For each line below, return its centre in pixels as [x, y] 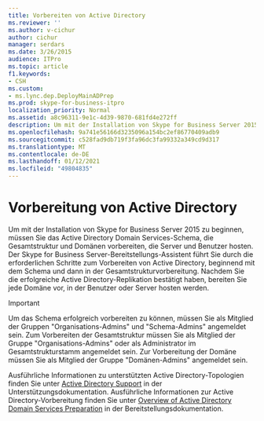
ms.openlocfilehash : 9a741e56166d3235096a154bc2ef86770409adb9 [114, 132]
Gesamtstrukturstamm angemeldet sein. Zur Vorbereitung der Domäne [123, 351]
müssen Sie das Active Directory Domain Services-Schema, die [111, 237]
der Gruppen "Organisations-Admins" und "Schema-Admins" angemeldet [127, 326]
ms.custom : [26, 88]
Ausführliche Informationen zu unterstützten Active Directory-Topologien [126, 375]
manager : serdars [37, 45]
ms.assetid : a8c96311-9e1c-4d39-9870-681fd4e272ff [93, 118]
